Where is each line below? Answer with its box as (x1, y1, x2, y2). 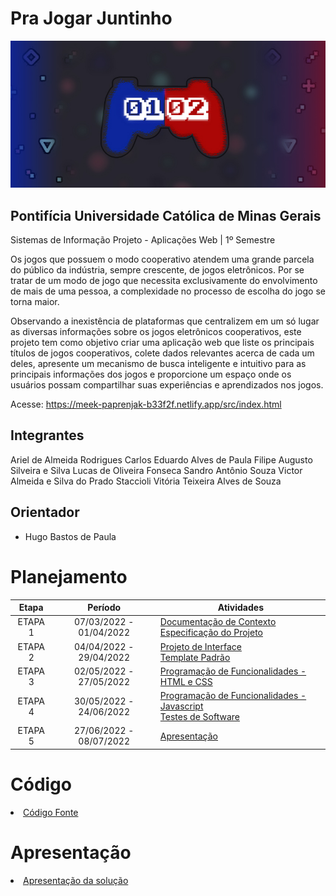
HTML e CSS (159, 675, 213, 687)
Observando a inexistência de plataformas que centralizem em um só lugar (10, 315, 320, 327)
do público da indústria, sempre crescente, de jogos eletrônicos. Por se (10, 264, 305, 276)
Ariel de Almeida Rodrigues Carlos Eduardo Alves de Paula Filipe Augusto (10, 453, 313, 466)
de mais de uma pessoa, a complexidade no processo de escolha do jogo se (10, 285, 326, 297)
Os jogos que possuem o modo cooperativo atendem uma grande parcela (10, 253, 315, 266)
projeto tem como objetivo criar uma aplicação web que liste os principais (10, 337, 315, 349)
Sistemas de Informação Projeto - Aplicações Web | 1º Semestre (10, 234, 276, 246)
